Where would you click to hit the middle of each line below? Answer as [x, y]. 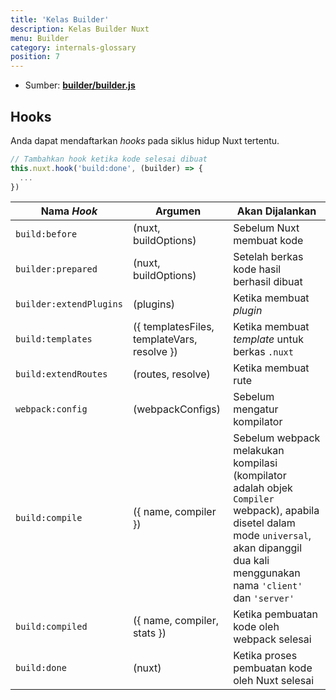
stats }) [149, 633]
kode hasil [257, 269]
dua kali [251, 561]
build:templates [54, 339]
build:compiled [51, 627]
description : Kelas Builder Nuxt [80, 29]
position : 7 [35, 57]
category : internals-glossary [73, 47]
